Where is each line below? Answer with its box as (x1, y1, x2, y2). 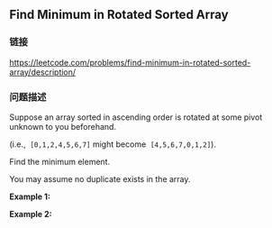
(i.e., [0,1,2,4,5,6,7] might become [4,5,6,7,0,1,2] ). (9, 139, 216, 150)
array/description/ (9, 67, 77, 78)
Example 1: (9, 191, 51, 202)
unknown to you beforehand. (9, 121, 117, 132)
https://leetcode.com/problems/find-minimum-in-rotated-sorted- (9, 57, 251, 68)
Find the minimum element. (9, 156, 111, 167)
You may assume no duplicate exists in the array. (9, 173, 191, 184)
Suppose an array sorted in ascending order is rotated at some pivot (9, 112, 263, 123)
